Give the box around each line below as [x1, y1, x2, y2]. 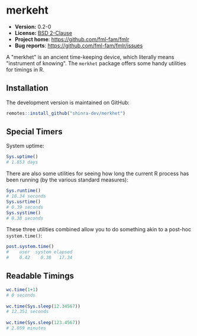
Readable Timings [6, 271, 74, 281]
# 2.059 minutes [6, 325, 46, 331]
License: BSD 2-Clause [14, 29, 73, 36]
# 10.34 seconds [6, 193, 46, 199]
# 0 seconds [6, 292, 35, 298]
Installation [6, 83, 49, 93]
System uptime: [6, 143, 44, 150]
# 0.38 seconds [6, 215, 44, 221]
